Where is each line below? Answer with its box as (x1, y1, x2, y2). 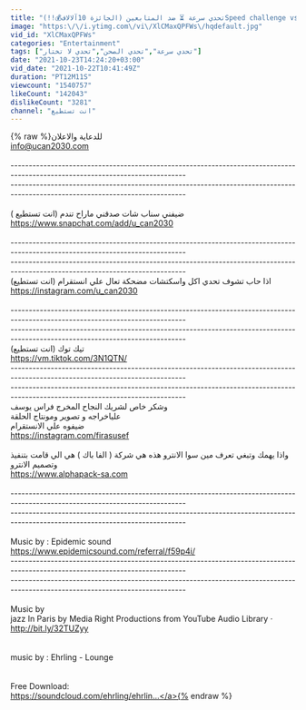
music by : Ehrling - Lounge (10, 652, 114, 663)
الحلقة (10, 410, 32, 422)
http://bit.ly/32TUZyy (10, 623, 89, 634)
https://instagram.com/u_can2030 (10, 285, 139, 296)
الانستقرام (10, 420, 44, 431)
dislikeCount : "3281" (10, 97, 93, 107)
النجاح (82, 401, 103, 412)
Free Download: (10, 681, 70, 692)
